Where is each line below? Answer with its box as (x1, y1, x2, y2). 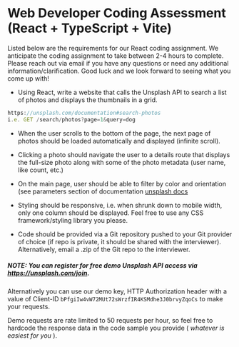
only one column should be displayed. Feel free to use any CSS (17, 208, 204, 217)
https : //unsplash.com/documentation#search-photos (7, 109, 161, 116)
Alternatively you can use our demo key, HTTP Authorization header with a (7, 287, 227, 296)
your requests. (7, 302, 50, 311)
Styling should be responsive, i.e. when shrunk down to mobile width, (17, 201, 223, 209)
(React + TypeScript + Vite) (7, 20, 173, 36)
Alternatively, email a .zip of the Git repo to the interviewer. (17, 245, 190, 253)
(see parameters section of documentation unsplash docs (17, 187, 188, 196)
